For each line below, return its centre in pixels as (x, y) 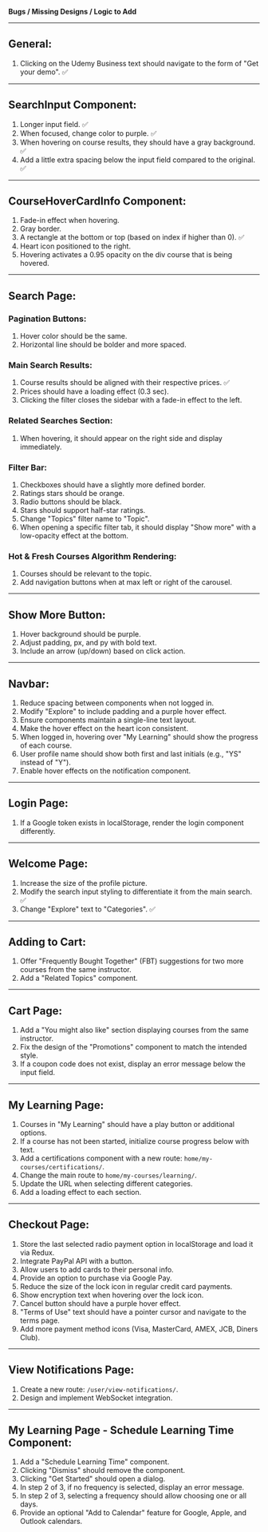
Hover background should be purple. (80, 634)
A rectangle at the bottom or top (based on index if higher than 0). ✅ (132, 237)
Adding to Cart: (47, 942)
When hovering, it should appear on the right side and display (121, 438)
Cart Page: (35, 1011)
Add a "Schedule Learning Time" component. (95, 1462)
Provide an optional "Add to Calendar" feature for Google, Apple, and (133, 1513)
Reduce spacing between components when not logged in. (116, 703)
